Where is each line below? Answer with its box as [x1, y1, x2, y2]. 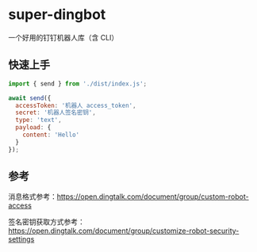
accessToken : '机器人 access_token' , [15, 101, 136, 109]
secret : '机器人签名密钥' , [15, 109, 97, 116]
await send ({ [8, 94, 52, 102]
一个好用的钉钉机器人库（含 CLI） [8, 32, 119, 42]
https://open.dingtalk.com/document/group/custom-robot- [56, 192, 249, 201]
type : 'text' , [15, 116, 62, 124]
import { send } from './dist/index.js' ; [8, 79, 148, 88]
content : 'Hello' [22, 131, 80, 139]
